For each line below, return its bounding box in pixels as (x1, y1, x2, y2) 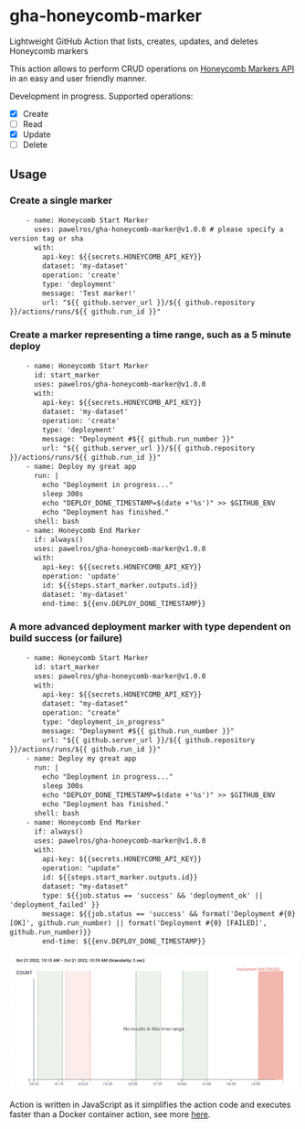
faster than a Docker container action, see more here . (9, 1109, 211, 1120)
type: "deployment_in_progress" (42, 718, 166, 727)
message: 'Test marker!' (42, 289, 137, 298)
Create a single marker (9, 194, 112, 207)
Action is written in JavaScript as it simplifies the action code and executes (9, 1099, 291, 1111)
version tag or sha (9, 234, 84, 243)
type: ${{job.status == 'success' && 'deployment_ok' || (42, 891, 263, 900)
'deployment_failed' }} (9, 900, 100, 910)
